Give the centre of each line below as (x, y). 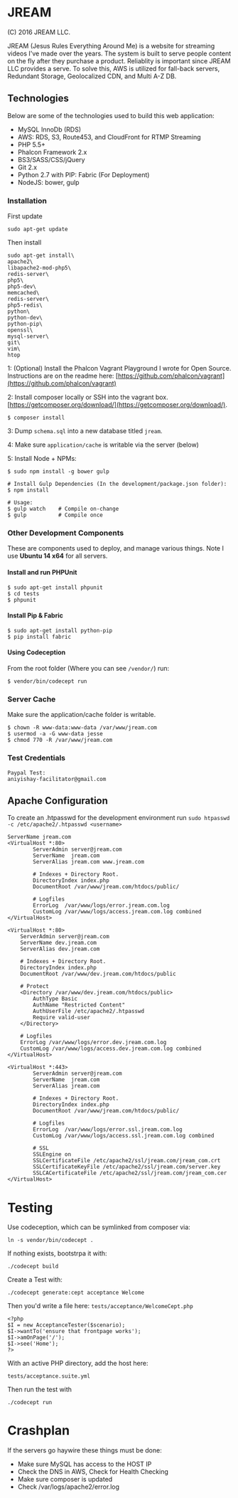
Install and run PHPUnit (42, 572)
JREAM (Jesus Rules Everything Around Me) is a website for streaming (111, 46)
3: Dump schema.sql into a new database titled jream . (85, 431)
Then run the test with (40, 1390)
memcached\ (23, 293)
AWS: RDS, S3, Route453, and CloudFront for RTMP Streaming (109, 137)
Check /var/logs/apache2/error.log (68, 1487)
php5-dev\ (22, 287)
